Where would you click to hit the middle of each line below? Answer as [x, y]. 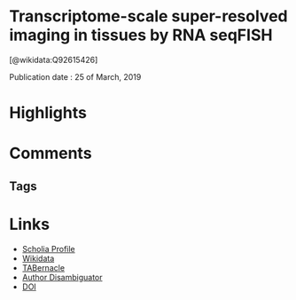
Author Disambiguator [62, 277]
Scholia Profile [48, 249]
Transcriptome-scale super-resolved [148, 16]
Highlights [48, 113]
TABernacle [43, 267]
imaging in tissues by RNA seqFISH [141, 35]
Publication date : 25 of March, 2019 [75, 76]
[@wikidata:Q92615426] [54, 59]
